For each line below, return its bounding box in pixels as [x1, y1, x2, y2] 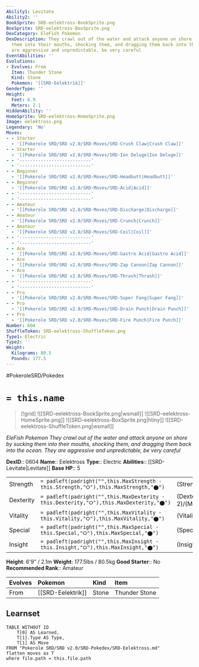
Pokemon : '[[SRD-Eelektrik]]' [11, 81, 86, 86]
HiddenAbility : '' [6, 108, 52, 114]
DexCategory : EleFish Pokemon [6, 31, 81, 37]
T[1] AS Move [17, 640, 49, 646]
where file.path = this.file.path [6, 655, 92, 661]
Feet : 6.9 [11, 97, 36, 102]
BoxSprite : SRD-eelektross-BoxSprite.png [6, 25, 110, 31]
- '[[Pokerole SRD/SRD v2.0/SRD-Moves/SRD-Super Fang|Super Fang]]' [11, 295, 184, 301]
